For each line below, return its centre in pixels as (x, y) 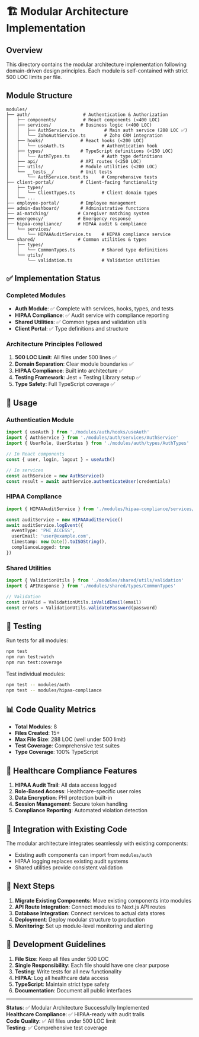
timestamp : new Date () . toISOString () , (60, 542)
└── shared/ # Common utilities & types (76, 239)
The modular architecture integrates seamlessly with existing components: (97, 843)
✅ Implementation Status (53, 279)
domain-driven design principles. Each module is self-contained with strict (97, 71)
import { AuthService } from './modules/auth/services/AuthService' (92, 438)
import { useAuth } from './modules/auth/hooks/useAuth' (78, 432)
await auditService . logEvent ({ (45, 525)
